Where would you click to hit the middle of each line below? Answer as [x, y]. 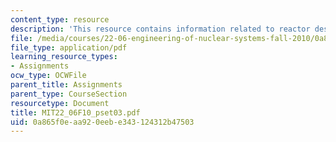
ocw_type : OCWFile [48, 76]
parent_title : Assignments [66, 85]
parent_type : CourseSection [69, 94]
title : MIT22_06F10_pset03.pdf [75, 112]
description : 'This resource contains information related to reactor [160, 29]
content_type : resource [60, 19]
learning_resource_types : [64, 57]
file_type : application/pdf [69, 47]
